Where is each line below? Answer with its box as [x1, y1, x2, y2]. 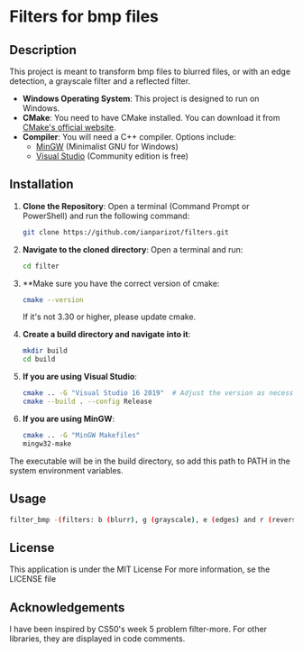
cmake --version [22, 295, 84, 304]
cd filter [22, 262, 60, 271]
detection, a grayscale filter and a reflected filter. [9, 76, 191, 87]
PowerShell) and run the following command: [22, 210, 190, 221]
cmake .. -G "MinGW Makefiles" [22, 430, 141, 439]
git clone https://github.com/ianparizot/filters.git [22, 227, 229, 236]
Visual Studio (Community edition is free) [35, 151, 189, 161]
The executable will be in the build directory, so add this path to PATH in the [9, 455, 291, 466]
